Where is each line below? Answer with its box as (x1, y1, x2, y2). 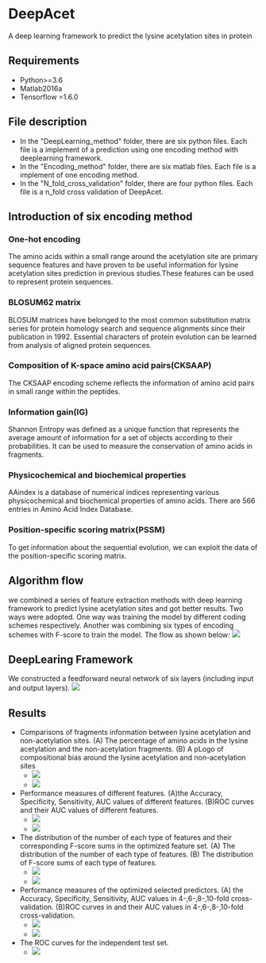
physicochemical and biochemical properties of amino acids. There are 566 (8, 496, 256, 505)
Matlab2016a (19, 83, 63, 93)
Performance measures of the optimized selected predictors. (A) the (19, 885, 244, 895)
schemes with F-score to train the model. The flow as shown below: (8, 629, 230, 640)
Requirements (8, 54, 79, 68)
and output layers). (8, 683, 70, 693)
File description (8, 115, 87, 129)
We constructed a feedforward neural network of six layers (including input (8, 674, 254, 683)
